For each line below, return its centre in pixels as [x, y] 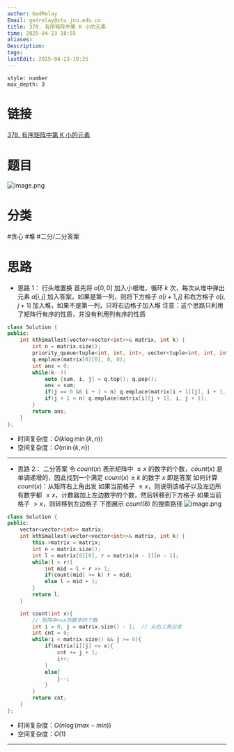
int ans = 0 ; [51, 366]
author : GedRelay [32, 14]
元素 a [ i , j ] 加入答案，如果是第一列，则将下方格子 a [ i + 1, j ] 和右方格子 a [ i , [121, 296]
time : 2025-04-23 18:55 [42, 33]
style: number [28, 78]
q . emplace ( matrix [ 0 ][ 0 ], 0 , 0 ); [79, 359]
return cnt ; [50, 698]
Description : [26, 46]
